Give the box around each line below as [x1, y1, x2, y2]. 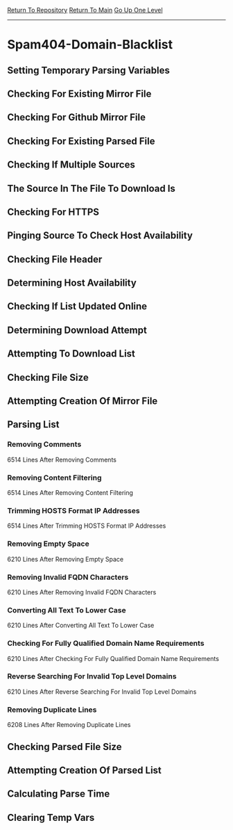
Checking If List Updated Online [7, 300, 148, 312]
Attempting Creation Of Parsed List [7, 764, 162, 776]
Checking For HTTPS [7, 206, 99, 218]
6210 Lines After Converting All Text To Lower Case [7, 621, 155, 630]
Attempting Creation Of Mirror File [7, 396, 158, 407]
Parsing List [7, 418, 60, 430]
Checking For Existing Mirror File [7, 88, 152, 99]
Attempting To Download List [7, 348, 135, 360]
